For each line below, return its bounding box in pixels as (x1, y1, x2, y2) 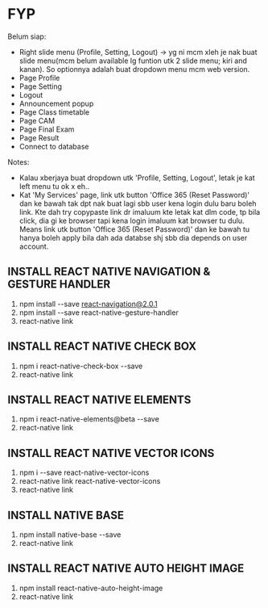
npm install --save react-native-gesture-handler (19, 308, 179, 317)
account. (19, 241, 49, 251)
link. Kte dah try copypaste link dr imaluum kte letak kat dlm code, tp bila (19, 207, 261, 216)
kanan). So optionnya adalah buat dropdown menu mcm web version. (19, 64, 250, 73)
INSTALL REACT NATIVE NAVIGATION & (7, 265, 211, 279)
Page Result (19, 132, 60, 142)
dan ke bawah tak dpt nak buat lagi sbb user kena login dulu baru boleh (19, 199, 257, 208)
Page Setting (19, 82, 62, 91)
